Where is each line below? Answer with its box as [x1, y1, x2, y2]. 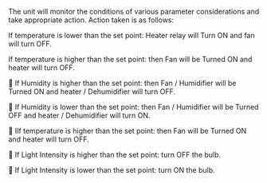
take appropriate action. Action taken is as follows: [8, 15, 175, 25]
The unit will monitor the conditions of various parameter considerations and [8, 7, 260, 16]
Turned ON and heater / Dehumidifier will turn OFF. [8, 87, 176, 96]
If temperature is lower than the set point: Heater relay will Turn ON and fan [8, 31, 255, 40]
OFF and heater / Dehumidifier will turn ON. [8, 111, 151, 120]
